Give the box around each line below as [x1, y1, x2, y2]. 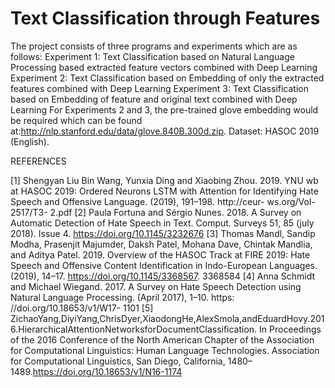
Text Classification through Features [10, 7, 321, 30]
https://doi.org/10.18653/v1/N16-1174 [32, 365, 183, 377]
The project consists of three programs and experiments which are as [10, 40, 298, 52]
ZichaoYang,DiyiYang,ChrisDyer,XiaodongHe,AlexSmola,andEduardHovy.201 [10, 312, 325, 324]
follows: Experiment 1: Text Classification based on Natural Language [10, 50, 295, 62]
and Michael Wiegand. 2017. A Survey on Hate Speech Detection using [10, 280, 302, 292]
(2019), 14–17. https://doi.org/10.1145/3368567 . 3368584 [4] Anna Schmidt [10, 270, 316, 282]
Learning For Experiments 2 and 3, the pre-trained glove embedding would [10, 103, 319, 116]
